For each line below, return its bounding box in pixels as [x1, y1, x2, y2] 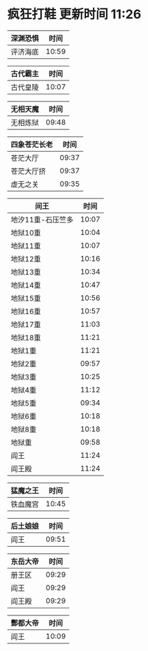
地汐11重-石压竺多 [10, 215, 74, 224]
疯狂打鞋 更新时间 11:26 [7, 6, 142, 22]
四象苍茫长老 [10, 139, 54, 149]
